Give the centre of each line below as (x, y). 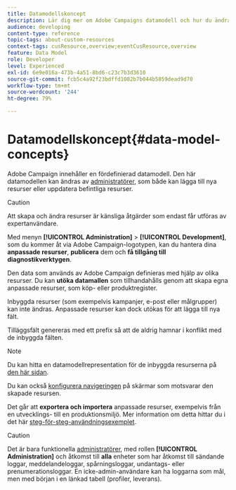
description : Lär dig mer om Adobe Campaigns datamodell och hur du (110, 20)
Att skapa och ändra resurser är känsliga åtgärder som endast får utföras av (117, 216)
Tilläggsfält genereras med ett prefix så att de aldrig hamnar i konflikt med (114, 330)
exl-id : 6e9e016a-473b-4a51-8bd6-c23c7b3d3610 (77, 72)
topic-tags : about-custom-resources (61, 40)
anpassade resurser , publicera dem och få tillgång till (87, 252)
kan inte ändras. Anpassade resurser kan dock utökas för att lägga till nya (114, 309)
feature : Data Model (38, 53)
